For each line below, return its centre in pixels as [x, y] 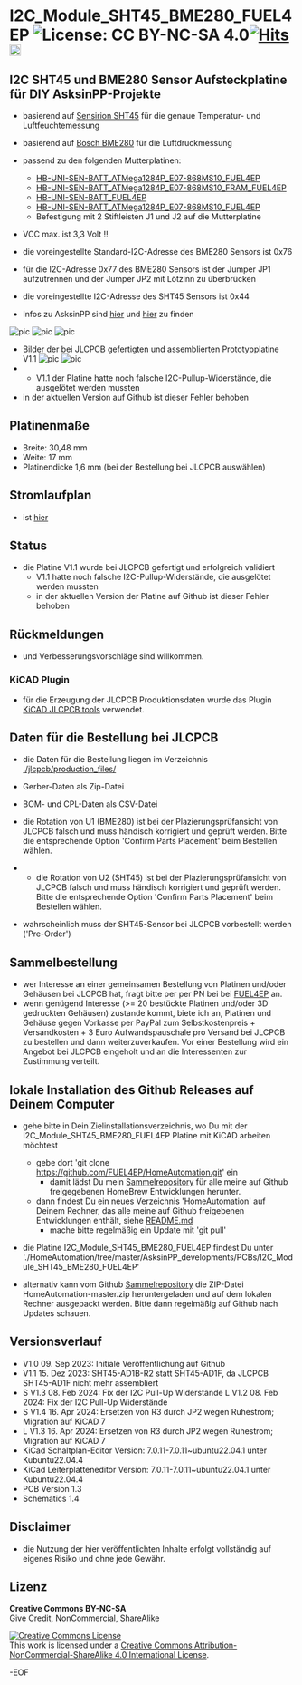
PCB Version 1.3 [52, 1488]
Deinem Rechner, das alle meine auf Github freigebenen [140, 1210]
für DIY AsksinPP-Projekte [85, 94]
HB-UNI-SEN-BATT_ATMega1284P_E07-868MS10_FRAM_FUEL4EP [161, 188]
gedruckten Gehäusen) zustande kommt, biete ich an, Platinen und [147, 1013]
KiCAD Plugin [40, 680]
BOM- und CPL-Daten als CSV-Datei [90, 804]
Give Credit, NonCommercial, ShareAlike [85, 1618]
